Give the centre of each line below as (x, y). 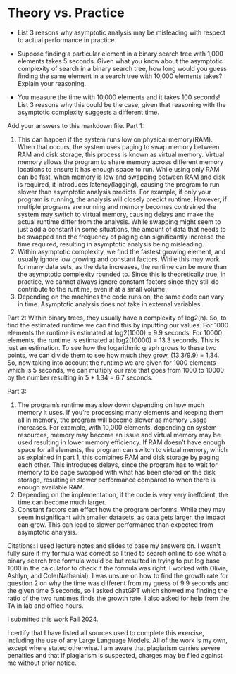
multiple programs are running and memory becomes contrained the (117, 206)
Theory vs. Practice (66, 13)
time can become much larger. (62, 502)
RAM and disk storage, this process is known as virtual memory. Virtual (121, 154)
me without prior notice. (42, 663)
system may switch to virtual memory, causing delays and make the (116, 214)
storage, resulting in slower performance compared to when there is (117, 480)
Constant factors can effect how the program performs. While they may (121, 509)
